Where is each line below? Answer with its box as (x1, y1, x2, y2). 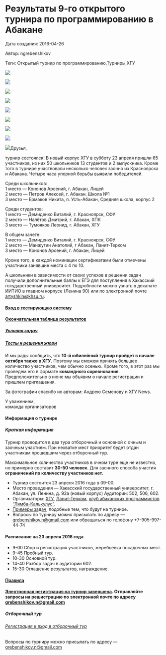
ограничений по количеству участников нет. (5, 470, 103, 476)
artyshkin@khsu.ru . (5, 293, 45, 299)
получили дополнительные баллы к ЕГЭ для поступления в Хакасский (5, 277, 155, 283)
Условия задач (5, 327, 38, 333)
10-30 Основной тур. (12, 555, 57, 561)
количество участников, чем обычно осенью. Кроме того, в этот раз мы (5, 363, 160, 369)
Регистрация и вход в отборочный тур (5, 623, 87, 629)
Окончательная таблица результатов (5, 316, 86, 322)
